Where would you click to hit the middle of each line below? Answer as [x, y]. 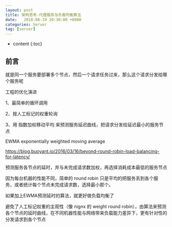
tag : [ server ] [21, 29]
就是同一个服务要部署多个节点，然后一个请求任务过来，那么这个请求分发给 [84, 74]
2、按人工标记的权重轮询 [32, 113]
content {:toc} [27, 44]
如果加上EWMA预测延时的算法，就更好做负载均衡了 [60, 195]
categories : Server [26, 24]
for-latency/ [18, 157]
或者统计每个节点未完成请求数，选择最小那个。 [64, 184]
